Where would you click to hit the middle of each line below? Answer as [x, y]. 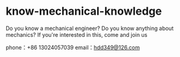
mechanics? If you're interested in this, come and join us [77, 34]
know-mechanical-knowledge [84, 11]
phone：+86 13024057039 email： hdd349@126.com [73, 47]
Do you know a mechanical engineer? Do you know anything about [90, 28]
